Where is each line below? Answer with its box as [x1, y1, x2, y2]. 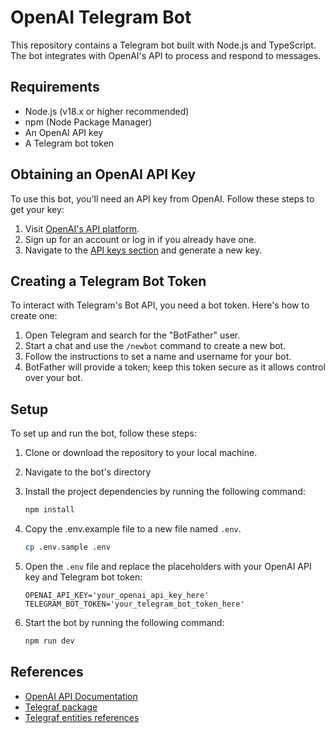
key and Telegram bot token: [24, 571, 143, 583]
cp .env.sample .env [24, 542, 111, 553]
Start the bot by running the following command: [24, 616, 225, 628]
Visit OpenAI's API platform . [24, 222, 140, 235]
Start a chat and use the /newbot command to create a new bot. [24, 340, 287, 352]
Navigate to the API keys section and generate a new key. [24, 244, 263, 256]
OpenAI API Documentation [24, 690, 138, 702]
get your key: [10, 203, 65, 215]
